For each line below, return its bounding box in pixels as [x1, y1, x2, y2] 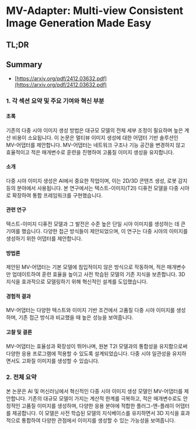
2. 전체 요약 [6, 373, 37, 381]
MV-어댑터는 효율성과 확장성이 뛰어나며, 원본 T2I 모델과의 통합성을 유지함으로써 [6, 342, 188, 350]
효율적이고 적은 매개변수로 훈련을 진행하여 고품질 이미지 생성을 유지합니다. [6, 148, 174, 155]
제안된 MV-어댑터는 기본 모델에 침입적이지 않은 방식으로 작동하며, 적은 [6, 264, 166, 271]
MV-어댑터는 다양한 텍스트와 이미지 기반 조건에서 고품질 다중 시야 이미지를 [6, 307, 175, 314]
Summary [6, 60, 43, 70]
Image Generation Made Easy [6, 16, 152, 30]
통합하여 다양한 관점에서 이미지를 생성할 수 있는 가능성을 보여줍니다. [21, 417, 176, 424]
